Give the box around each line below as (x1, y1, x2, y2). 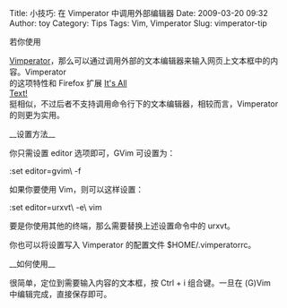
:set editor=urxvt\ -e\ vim (9, 202, 102, 212)
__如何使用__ (9, 259, 56, 269)
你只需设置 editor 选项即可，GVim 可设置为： (9, 148, 176, 158)
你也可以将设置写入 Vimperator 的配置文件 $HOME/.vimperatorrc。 (9, 240, 257, 250)
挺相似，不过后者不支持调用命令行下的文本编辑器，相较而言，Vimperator (9, 98, 279, 109)
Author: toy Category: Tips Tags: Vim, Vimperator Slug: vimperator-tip (9, 18, 267, 29)
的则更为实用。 (9, 110, 65, 120)
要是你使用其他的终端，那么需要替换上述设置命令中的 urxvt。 (9, 220, 235, 231)
